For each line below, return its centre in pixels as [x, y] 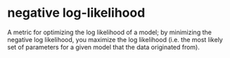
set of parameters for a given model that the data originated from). [104, 47]
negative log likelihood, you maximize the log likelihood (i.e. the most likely [115, 39]
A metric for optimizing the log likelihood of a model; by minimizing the [110, 32]
